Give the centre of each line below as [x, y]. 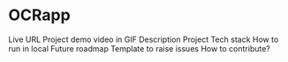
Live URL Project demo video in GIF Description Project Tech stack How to [144, 39]
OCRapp [40, 15]
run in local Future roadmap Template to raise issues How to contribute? [140, 48]
